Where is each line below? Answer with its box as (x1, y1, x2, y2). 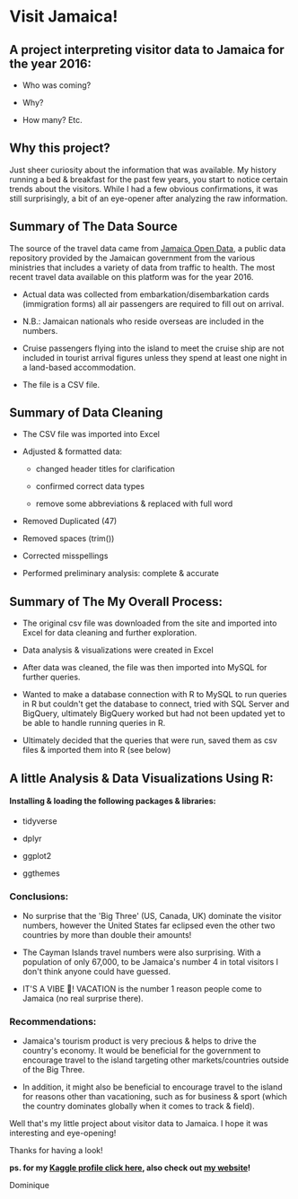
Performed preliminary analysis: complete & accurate (22, 568, 220, 579)
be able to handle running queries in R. (22, 718, 166, 729)
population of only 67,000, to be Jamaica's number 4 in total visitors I (22, 957, 279, 967)
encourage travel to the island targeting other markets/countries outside (22, 1055, 290, 1065)
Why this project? (9, 141, 110, 156)
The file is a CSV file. (22, 379, 101, 389)
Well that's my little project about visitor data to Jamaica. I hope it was (9, 1118, 268, 1129)
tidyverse (22, 815, 57, 827)
